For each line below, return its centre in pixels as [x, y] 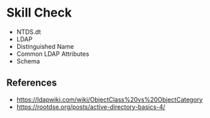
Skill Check [39, 13]
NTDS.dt [29, 32]
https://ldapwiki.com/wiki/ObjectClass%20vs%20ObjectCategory [109, 99]
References [32, 83]
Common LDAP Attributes [53, 54]
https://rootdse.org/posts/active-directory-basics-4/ [91, 107]
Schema [28, 61]
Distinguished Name [45, 46]
